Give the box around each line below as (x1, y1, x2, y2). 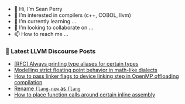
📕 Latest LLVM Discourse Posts (5, 47, 96, 55)
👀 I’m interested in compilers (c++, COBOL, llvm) (13, 12, 131, 19)
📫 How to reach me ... (13, 31, 68, 37)
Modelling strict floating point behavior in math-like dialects (13, 67, 157, 74)
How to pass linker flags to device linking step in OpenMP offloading (13, 73, 179, 80)
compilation (13, 79, 43, 86)
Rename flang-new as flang (13, 85, 81, 92)
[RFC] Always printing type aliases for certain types (13, 60, 139, 67)
